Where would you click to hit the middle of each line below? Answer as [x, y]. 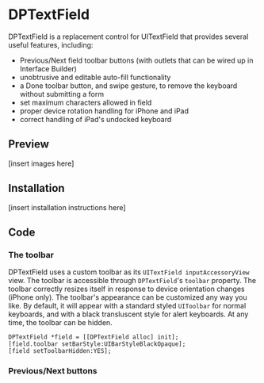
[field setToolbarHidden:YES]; [60, 351]
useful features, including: [51, 44]
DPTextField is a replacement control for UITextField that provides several [128, 36]
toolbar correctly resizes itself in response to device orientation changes [126, 289]
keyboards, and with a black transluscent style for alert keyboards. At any [128, 314]
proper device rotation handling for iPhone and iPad [104, 111]
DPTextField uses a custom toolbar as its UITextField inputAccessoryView [129, 272]
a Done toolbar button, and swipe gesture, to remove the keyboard [128, 86]
